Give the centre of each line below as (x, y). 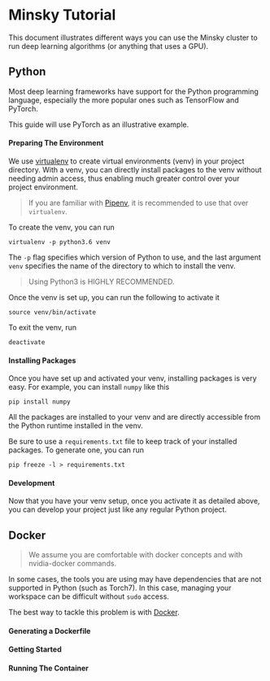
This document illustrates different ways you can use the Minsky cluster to (133, 37)
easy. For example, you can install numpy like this (89, 387)
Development (32, 482)
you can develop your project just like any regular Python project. (118, 509)
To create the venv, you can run (62, 227)
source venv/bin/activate (52, 312)
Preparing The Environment (56, 143)
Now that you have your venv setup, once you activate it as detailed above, (134, 501)
